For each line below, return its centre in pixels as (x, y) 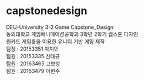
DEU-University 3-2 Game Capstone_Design (60, 27)
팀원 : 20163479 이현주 (33, 71)
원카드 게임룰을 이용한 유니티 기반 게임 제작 (56, 41)
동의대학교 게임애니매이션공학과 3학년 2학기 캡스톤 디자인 (72, 34)
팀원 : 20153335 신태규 (33, 56)
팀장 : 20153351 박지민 (32, 49)
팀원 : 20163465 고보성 (33, 64)
